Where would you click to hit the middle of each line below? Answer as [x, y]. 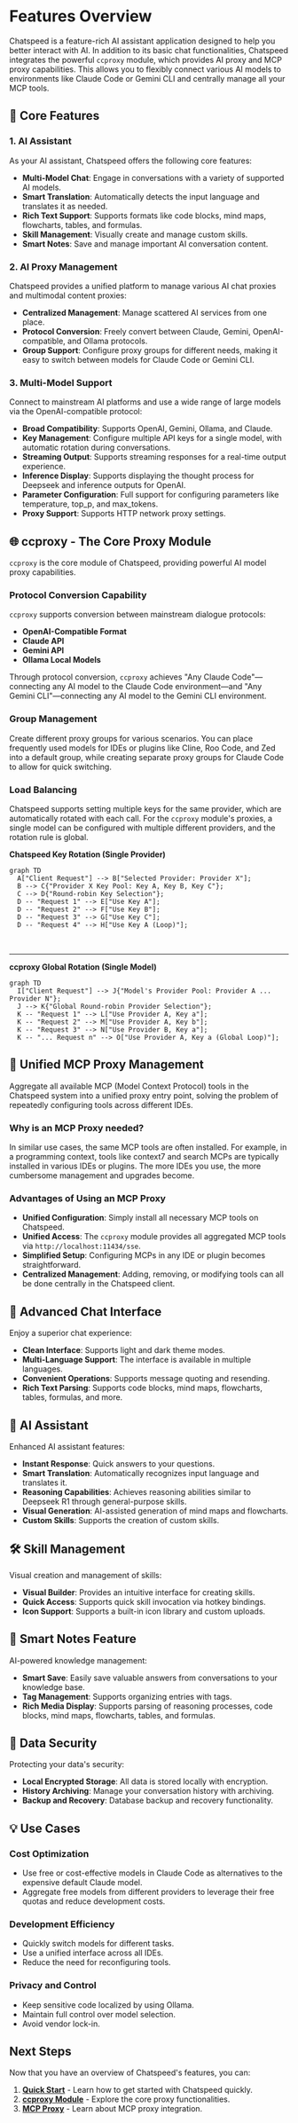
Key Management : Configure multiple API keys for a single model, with [152, 438]
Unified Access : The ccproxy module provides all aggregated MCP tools [154, 1237]
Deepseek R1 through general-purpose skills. [104, 1501]
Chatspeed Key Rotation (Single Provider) [87, 854]
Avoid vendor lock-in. [61, 2024]
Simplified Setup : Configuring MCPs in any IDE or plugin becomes [144, 1255]
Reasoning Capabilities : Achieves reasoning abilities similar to [136, 1491]
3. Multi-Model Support [61, 382]
